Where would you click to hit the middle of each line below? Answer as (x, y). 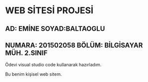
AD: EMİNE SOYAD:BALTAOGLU (55, 29)
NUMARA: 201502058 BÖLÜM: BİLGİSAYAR (74, 45)
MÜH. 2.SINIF (27, 53)
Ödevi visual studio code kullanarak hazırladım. (53, 65)
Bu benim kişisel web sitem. (34, 74)
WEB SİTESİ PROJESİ (49, 11)
